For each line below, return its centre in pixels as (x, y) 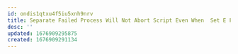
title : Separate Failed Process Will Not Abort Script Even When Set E (117, 20)
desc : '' (20, 27)
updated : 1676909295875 (42, 33)
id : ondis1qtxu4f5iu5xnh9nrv (50, 14)
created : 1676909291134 (42, 40)
